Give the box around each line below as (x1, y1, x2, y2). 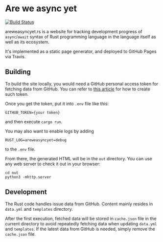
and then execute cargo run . (5, 118, 63, 125)
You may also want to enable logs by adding (5, 128, 94, 134)
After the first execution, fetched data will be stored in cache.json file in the (5, 216, 157, 221)
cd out (5, 170, 19, 175)
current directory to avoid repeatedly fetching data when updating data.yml (5, 220, 157, 226)
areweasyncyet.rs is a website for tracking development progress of (5, 28, 142, 34)
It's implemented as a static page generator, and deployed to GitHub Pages (5, 48, 157, 54)
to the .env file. (5, 146, 36, 152)
